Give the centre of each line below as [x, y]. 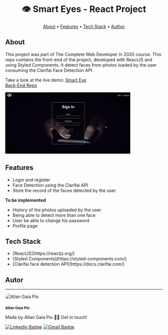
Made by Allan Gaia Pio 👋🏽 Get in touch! [46, 317]
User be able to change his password [51, 220]
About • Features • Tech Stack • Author [84, 26]
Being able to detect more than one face [54, 215]
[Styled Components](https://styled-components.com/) [69, 259]
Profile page [25, 226]
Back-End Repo [21, 85]
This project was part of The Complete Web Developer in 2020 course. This [83, 54]
